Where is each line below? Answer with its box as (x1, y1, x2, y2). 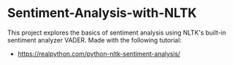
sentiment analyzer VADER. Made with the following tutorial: (7, 35, 182, 44)
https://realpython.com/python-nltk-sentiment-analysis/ (17, 49, 181, 58)
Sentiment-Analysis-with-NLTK (7, 5, 197, 21)
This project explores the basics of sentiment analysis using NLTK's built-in (7, 28, 227, 37)
